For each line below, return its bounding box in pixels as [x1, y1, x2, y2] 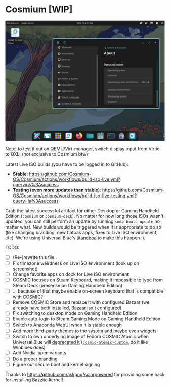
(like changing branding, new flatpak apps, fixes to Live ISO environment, [5, 229, 158, 235]
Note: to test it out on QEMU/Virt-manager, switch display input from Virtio [5, 146, 160, 152]
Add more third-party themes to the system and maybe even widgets [12, 328, 157, 334]
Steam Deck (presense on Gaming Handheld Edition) [12, 283, 123, 289]
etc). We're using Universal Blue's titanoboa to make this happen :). [5, 235, 146, 241]
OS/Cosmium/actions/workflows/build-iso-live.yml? [12, 176, 120, 182]
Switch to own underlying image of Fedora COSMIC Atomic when [12, 333, 149, 339]
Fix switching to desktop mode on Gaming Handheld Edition [12, 310, 138, 316]
